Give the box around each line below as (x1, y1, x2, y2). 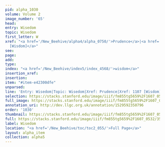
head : (5, 21, 16, 26)
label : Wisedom (5, 121, 36, 126)
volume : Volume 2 (5, 12, 41, 17)
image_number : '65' (5, 16, 45, 21)
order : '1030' (5, 107, 34, 113)
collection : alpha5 (5, 135, 45, 140)
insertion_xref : (5, 71, 38, 76)
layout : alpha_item (5, 130, 45, 135)
